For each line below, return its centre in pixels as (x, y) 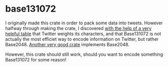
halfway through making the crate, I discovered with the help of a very (78, 28)
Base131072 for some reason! (36, 59)
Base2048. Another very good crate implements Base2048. (68, 44)
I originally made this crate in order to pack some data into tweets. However (84, 23)
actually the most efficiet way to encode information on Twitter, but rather (82, 39)
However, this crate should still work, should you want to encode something (84, 54)
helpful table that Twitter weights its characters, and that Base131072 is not (83, 33)
